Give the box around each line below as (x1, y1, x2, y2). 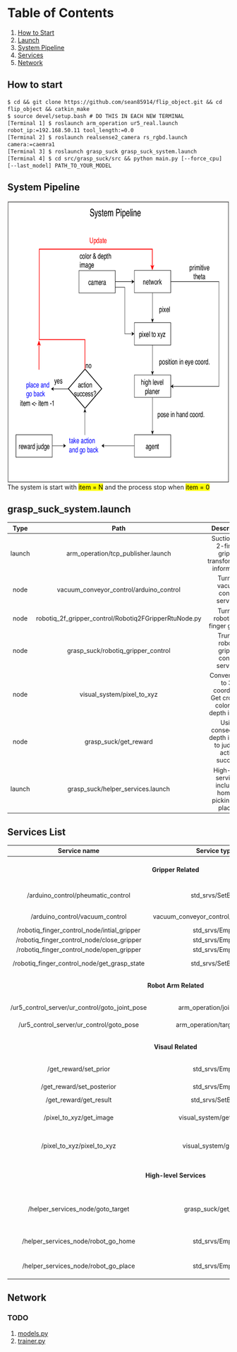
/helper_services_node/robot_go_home (22, 1237, 135, 1245)
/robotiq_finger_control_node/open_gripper (16, 946, 141, 954)
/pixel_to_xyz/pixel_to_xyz (41, 1141, 116, 1150)
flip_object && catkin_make (7, 105, 90, 112)
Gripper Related (151, 865, 200, 874)
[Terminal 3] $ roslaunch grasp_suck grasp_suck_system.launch (7, 148, 197, 155)
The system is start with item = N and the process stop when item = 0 (7, 483, 210, 491)
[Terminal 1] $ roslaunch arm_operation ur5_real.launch (7, 119, 178, 127)
